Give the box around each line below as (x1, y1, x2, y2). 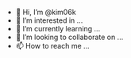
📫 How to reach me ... (15, 42, 90, 50)
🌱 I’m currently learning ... (15, 24, 101, 33)
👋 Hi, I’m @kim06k (15, 8, 77, 16)
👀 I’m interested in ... (15, 16, 83, 25)
